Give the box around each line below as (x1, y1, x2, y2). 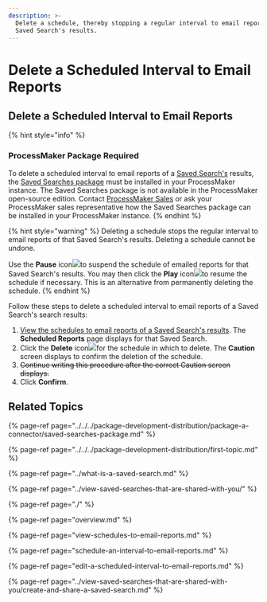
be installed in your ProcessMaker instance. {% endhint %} (8, 210, 202, 220)
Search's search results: (8, 310, 88, 319)
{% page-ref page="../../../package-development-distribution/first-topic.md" (8, 445, 258, 455)
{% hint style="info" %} (8, 131, 86, 140)
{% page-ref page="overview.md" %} (8, 515, 133, 525)
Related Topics (8, 400, 83, 414)
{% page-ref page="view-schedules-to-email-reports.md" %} (8, 530, 212, 540)
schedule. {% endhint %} (8, 286, 91, 295)
